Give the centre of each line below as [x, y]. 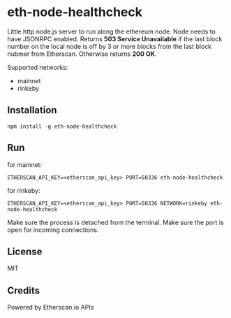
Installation [32, 110]
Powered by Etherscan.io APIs [51, 308]
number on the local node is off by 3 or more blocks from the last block [110, 46]
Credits [24, 290]
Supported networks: [38, 67]
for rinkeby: [24, 190]
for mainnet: [25, 164]
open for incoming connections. [53, 230]
